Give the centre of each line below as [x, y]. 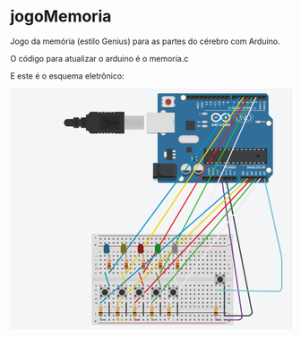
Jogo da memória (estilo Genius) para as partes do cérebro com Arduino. [145, 41]
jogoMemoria [61, 17]
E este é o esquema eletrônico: [67, 76]
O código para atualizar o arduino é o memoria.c [99, 58]
